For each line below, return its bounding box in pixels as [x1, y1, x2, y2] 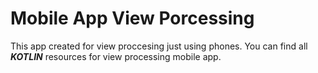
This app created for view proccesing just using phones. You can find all [10, 40, 308, 52]
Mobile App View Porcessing [10, 7, 255, 30]
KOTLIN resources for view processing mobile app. [10, 50, 222, 62]
